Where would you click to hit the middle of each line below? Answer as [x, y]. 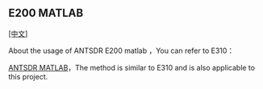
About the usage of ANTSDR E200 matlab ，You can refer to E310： [121, 51]
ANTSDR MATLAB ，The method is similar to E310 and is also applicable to [132, 67]
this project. [28, 76]
